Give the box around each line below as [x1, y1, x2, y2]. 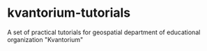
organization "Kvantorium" [7, 35, 84, 43]
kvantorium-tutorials [7, 5, 131, 21]
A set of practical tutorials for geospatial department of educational [7, 28, 201, 36]
